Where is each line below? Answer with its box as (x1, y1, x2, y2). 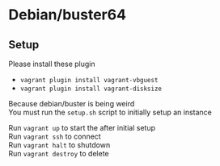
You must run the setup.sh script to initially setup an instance (8, 107, 213, 117)
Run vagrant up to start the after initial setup (8, 123, 156, 132)
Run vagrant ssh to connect (8, 131, 101, 141)
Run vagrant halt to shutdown (8, 140, 111, 150)
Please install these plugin (8, 59, 95, 68)
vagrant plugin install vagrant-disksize (19, 85, 162, 93)
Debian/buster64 (8, 6, 127, 24)
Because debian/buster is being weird (8, 99, 135, 108)
